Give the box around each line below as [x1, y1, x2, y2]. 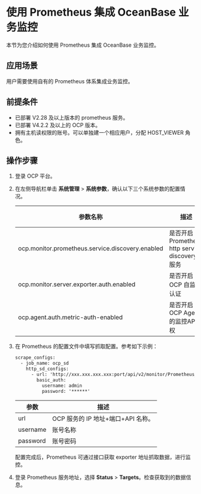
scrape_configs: [14, 354, 56, 361]
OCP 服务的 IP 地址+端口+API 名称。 [52, 414, 154, 423]
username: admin [41, 383, 83, 389]
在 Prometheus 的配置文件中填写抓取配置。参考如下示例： [14, 343, 159, 350]
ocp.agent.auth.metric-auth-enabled [17, 313, 123, 322]
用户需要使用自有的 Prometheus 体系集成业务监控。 [6, 77, 133, 84]
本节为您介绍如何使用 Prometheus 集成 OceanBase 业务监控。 [6, 41, 160, 49]
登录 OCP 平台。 [14, 172, 56, 180]
